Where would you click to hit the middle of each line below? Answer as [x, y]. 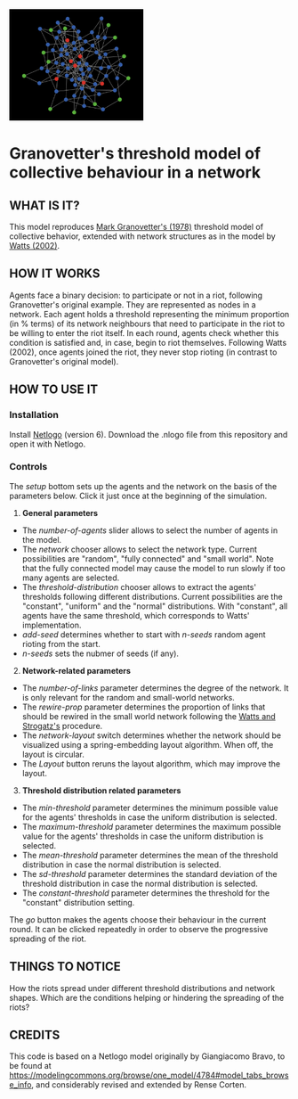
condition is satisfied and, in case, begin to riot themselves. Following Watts [148, 342]
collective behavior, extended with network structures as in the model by [142, 236]
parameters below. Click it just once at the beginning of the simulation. [138, 496]
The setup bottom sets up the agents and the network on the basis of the [143, 486]
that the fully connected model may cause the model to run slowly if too [154, 568]
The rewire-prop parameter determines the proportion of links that [144, 707]
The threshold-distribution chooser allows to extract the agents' [139, 586]
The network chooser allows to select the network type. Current [140, 549]
